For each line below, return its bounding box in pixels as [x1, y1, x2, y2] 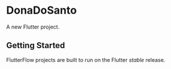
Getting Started [6, 40, 65, 51]
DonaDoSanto [6, 4, 77, 17]
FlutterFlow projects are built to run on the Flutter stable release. [6, 56, 166, 63]
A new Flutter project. [6, 23, 60, 30]
